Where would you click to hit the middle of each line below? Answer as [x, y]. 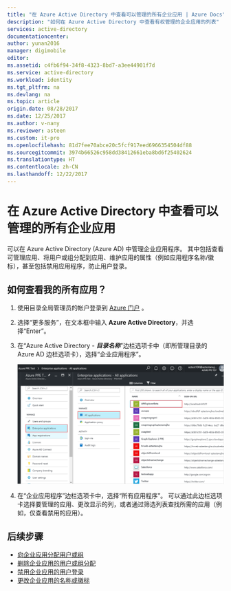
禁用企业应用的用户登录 [50, 572]
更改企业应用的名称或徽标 [53, 580]
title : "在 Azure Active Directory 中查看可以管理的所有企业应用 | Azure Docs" [116, 14]
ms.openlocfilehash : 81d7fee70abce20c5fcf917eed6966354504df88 [100, 145]
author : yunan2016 [33, 44]
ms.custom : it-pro [33, 138]
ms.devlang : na [29, 94]
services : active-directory [47, 29]
